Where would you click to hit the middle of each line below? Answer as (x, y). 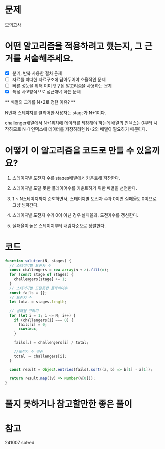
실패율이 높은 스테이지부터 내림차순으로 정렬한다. (59, 226)
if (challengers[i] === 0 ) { (44, 320)
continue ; (28, 329)
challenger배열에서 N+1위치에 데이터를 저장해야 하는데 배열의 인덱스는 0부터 (79, 123)
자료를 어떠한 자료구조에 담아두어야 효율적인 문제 (59, 79)
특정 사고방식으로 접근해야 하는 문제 (46, 92)
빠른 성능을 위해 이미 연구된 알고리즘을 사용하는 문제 (62, 86)
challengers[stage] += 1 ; (41, 279)
